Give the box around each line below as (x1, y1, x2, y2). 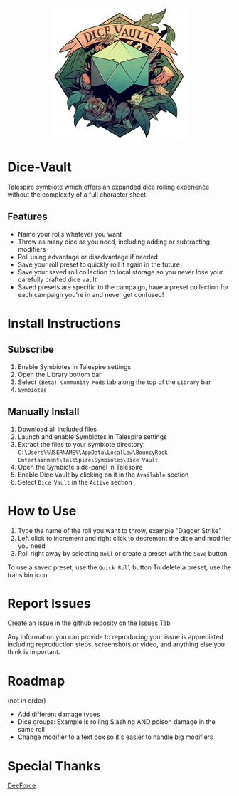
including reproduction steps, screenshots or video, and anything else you (7, 640, 225, 648)
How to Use (7, 502, 77, 519)
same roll (17, 725, 45, 734)
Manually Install (7, 406, 80, 418)
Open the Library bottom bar (17, 370, 102, 378)
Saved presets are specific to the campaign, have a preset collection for (17, 282, 229, 291)
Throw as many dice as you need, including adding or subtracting (17, 237, 211, 246)
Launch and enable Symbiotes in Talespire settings (17, 432, 167, 441)
